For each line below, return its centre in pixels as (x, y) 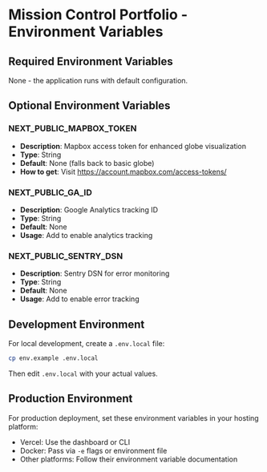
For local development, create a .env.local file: (87, 344)
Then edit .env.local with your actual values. (83, 373)
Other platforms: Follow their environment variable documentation (129, 459)
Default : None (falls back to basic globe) (87, 163)
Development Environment (77, 324)
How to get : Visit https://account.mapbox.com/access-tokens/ (123, 171)
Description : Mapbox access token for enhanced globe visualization (133, 146)
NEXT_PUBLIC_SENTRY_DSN (66, 256)
